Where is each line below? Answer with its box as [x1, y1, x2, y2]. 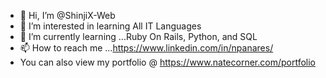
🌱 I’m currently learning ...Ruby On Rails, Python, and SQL [19, 31, 258, 42]
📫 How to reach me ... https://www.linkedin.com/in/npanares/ [19, 42, 274, 54]
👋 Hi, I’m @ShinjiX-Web [19, 10, 116, 21]
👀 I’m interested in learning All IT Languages [19, 20, 202, 32]
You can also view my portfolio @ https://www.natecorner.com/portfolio [19, 56, 316, 68]
